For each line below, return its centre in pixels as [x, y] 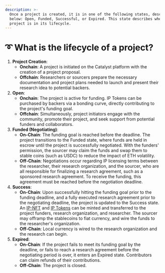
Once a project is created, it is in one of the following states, [80, 14]
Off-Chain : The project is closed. [53, 266]
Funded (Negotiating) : [35, 130]
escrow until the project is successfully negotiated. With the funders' [89, 145]
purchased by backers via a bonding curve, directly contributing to [87, 103]
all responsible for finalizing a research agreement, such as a [81, 171]
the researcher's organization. [50, 224]
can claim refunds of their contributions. [60, 260]
